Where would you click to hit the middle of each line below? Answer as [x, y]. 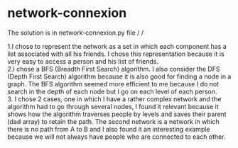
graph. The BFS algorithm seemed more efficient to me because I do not [113, 84]
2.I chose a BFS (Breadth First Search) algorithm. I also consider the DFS [114, 69]
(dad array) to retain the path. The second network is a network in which [114, 121]
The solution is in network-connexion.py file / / [76, 33]
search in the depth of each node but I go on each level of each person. [112, 91]
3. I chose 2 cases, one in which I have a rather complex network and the [114, 99]
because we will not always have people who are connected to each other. [117, 137]
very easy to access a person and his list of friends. [83, 61]
